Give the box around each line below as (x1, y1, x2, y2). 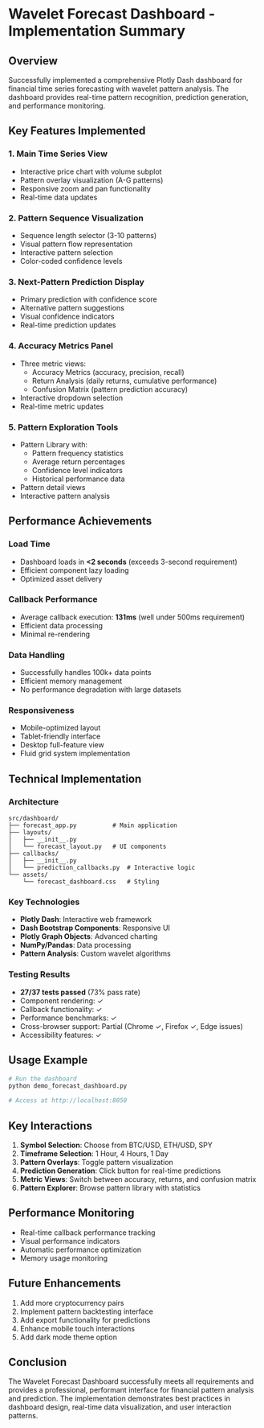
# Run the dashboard (8, 1075, 78, 1083)
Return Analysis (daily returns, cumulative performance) (31, 376, 217, 385)
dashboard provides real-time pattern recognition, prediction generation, (8, 93, 249, 101)
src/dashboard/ (8, 814, 59, 823)
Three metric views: (19, 359, 87, 368)
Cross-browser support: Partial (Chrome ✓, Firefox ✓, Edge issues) (19, 1021, 243, 1031)
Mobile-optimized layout (19, 723, 101, 733)
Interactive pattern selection (19, 247, 114, 257)
